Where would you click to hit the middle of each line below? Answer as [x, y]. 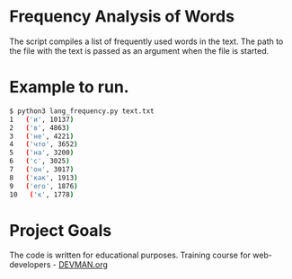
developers [30, 265]
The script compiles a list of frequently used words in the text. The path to [146, 41]
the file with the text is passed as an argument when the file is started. [139, 50]
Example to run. [69, 87]
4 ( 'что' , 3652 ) [44, 144]
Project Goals [61, 230]
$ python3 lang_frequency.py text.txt [82, 111]
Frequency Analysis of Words [122, 17]
